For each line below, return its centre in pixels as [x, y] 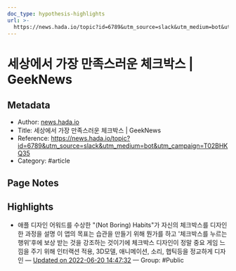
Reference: [33, 139]
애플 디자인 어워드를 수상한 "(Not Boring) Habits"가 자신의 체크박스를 [113, 225]
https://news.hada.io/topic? [91, 139]
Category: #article [44, 161]
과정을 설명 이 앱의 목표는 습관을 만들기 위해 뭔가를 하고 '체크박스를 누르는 [126, 234]
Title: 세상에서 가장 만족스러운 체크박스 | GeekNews [89, 130]
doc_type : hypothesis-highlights [56, 14]
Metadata [29, 105]
